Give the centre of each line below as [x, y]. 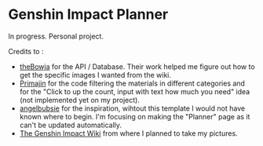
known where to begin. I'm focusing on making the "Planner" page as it [135, 116]
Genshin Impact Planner [88, 15]
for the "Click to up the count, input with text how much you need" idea [135, 91]
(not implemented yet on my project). [79, 100]
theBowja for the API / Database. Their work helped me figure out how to [137, 66]
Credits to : [26, 51]
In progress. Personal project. [56, 36]
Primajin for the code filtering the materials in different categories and [132, 83]
